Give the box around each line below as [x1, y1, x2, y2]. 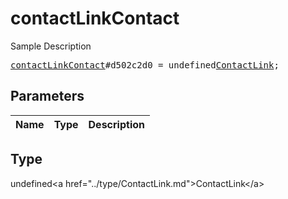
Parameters [10, 88, 85, 105]
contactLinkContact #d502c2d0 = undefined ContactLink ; [10, 59, 280, 71]
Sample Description [10, 40, 92, 52]
